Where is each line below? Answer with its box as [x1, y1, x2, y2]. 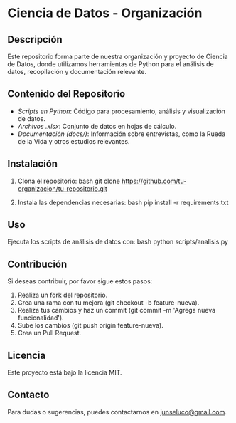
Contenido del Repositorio [7, 88, 126, 100]
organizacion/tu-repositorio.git [17, 184, 108, 193]
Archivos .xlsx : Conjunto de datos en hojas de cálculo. [17, 122, 177, 130]
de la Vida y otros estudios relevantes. [17, 137, 130, 145]
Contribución [7, 258, 68, 270]
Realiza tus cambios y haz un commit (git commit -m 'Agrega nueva [17, 306, 216, 315]
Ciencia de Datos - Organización [7, 5, 203, 21]
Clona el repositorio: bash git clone [17, 177, 121, 185]
